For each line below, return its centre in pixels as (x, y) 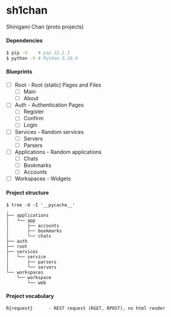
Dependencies (25, 40)
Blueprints (19, 72)
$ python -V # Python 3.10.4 (42, 59)
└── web (37, 283)
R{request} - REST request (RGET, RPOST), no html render (86, 309)
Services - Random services (49, 132)
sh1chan (27, 10)
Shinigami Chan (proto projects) (45, 27)
